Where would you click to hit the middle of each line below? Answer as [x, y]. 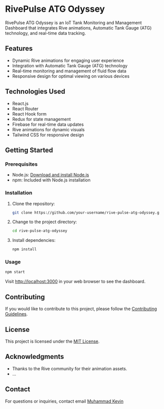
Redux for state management [41, 119]
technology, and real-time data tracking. [46, 33]
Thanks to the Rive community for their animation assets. [70, 368]
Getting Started [29, 150]
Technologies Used [35, 92]
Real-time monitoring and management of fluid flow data [69, 71]
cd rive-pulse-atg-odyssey [40, 231]
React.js [20, 103]
